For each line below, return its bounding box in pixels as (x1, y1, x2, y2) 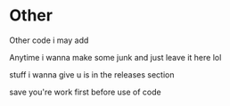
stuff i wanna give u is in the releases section (9, 69, 175, 80)
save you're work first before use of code (9, 86, 162, 97)
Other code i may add (9, 35, 89, 45)
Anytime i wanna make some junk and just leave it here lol (9, 52, 222, 62)
